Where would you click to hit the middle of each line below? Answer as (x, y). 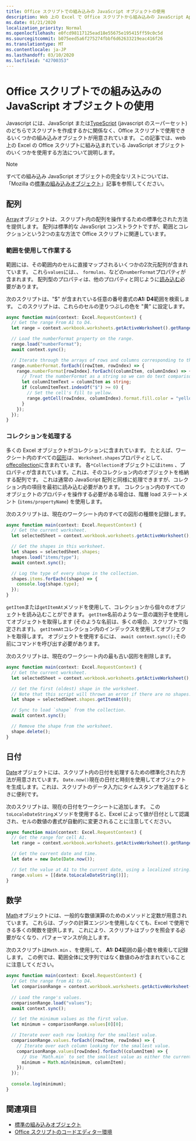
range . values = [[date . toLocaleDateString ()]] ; (70, 875)
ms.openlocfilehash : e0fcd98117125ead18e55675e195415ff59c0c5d (85, 33)
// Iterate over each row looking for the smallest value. (85, 1035)
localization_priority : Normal (44, 28)
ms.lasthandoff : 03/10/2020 (40, 55)
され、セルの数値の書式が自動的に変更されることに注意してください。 (90, 821)
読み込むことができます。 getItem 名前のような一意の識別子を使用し (107, 614)
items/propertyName (43, 502)
